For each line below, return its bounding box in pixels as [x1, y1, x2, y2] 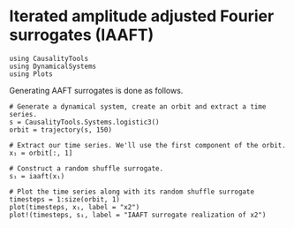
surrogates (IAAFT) [9, 25, 155, 45]
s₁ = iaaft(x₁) [9, 171, 65, 180]
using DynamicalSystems [9, 62, 97, 71]
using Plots [9, 69, 53, 79]
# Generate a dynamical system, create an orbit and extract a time [9, 102, 267, 111]
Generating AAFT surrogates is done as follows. [9, 85, 184, 95]
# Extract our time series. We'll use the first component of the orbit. [9, 141, 287, 149]
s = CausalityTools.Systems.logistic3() [9, 118, 161, 126]
